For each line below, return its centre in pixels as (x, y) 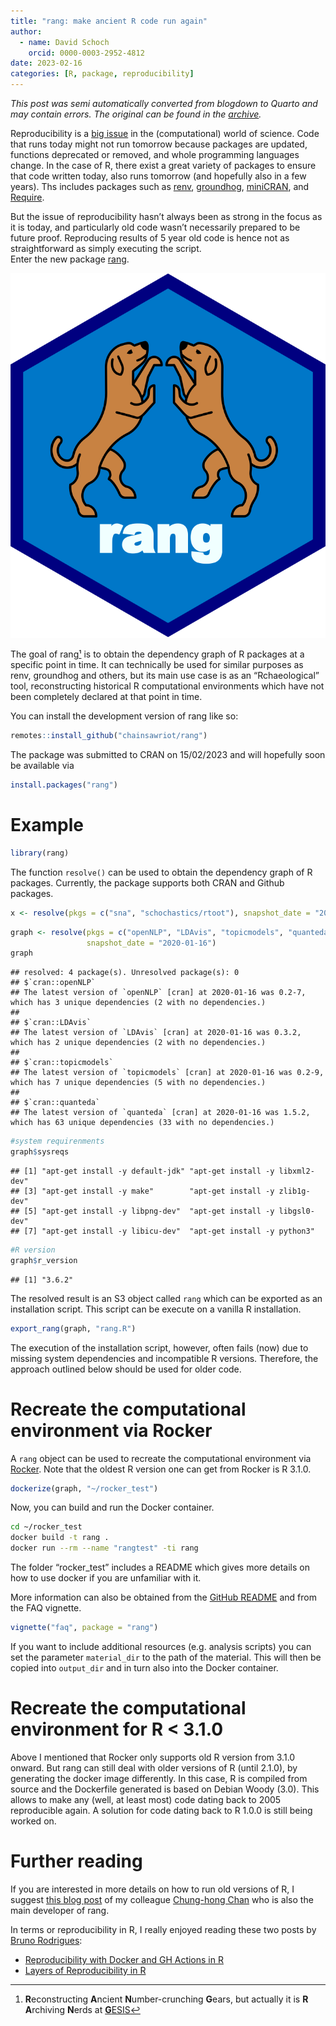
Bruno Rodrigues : (46, 1940)
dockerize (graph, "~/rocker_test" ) (84, 1488)
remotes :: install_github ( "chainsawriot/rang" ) (109, 736)
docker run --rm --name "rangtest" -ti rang (104, 1548)
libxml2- (296, 1171)
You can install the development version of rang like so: (124, 716)
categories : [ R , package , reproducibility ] (102, 74)
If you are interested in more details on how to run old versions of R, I (152, 1889)
